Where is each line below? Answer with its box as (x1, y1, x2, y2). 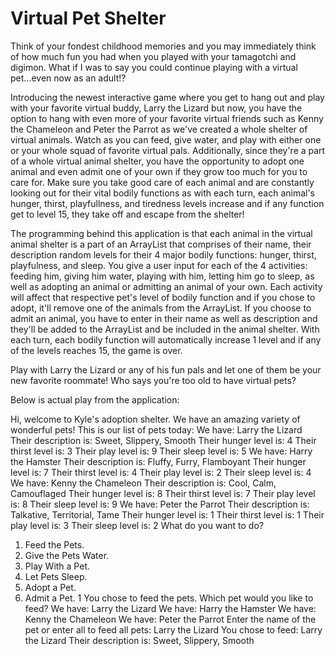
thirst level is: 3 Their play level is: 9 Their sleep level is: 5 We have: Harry (10, 445, 313, 457)
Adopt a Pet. (24, 581, 77, 593)
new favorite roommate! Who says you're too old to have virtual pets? (10, 374, 297, 386)
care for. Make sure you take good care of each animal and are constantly (10, 176, 315, 188)
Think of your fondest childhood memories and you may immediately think (10, 40, 317, 52)
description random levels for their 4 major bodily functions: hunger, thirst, (10, 248, 317, 261)
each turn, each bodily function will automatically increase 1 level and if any (10, 333, 322, 346)
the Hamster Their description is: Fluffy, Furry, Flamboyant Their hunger (10, 455, 307, 467)
